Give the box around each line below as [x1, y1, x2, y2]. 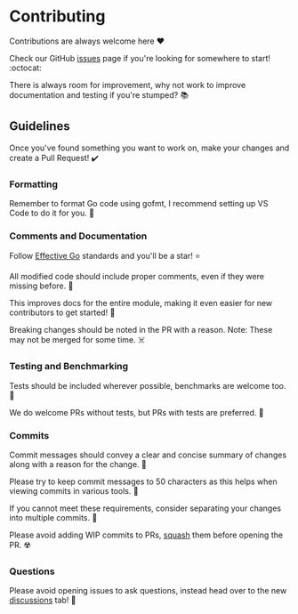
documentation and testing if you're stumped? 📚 [9, 89, 189, 100]
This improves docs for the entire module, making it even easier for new [9, 298, 273, 309]
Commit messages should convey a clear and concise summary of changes [9, 449, 287, 460]
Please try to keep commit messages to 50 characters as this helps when [9, 476, 278, 487]
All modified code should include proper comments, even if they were [9, 271, 265, 282]
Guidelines [9, 118, 70, 134]
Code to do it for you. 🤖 [9, 207, 95, 219]
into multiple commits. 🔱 [9, 512, 98, 522]
